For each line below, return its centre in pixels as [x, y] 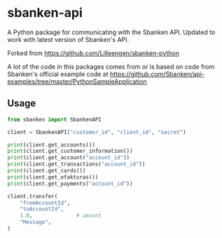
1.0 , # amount [61, 216]
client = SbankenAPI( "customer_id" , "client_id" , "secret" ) [97, 132]
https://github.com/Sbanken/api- [157, 74]
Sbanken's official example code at [58, 74]
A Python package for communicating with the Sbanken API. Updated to [111, 32]
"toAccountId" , [42, 209]
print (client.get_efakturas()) [53, 177]
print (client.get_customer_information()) [70, 151]
